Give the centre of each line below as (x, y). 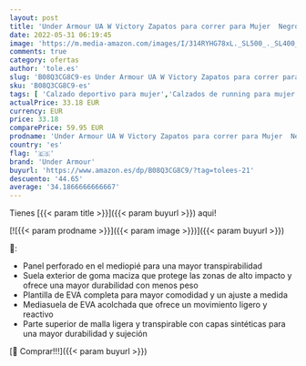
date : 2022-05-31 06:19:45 (61, 35)
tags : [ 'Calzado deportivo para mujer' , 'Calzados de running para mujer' (154, 94)
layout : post (34, 18)
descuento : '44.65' (46, 178)
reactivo (38, 314)
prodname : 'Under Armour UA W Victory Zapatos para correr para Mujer (146, 137)
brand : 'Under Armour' (52, 162)
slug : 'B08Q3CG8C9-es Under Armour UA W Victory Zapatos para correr (144, 77)
